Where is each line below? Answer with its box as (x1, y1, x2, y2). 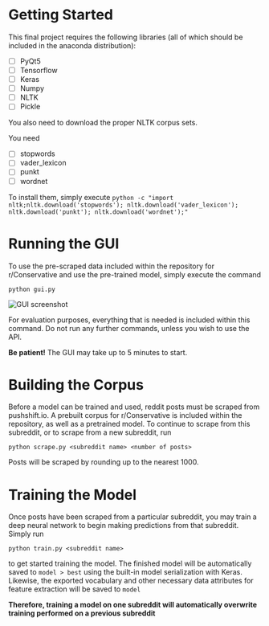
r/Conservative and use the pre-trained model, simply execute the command (8, 269, 262, 279)
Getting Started (8, 6, 114, 24)
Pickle (19, 102, 41, 112)
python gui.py (8, 285, 56, 293)
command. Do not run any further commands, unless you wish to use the (8, 323, 250, 333)
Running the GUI (8, 235, 120, 252)
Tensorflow (19, 66, 58, 75)
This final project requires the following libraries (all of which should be (8, 32, 243, 42)
